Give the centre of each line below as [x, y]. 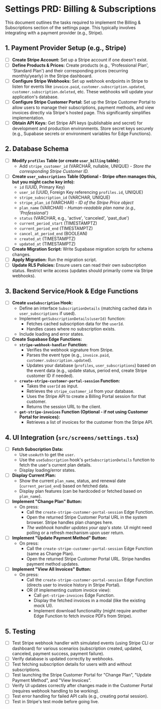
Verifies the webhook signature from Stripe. [70, 350]
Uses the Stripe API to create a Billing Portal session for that [86, 397]
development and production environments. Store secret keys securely [83, 129]
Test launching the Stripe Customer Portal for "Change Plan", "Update [81, 675]
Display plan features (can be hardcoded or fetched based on [80, 491]
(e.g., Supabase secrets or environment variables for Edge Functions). [82, 134]
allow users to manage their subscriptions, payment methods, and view [83, 107]
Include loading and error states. [52, 334]
